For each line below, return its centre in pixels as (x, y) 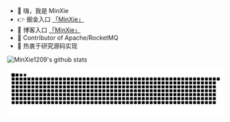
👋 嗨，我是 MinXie (43, 11)
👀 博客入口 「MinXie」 (49, 30)
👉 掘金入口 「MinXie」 (51, 19)
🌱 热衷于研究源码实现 (47, 46)
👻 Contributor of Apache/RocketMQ (67, 38)
